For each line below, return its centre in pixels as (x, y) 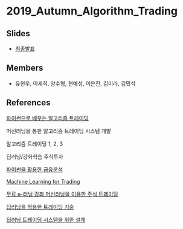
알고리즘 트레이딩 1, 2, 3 (35, 144)
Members (25, 68)
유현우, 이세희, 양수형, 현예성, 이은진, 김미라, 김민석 (75, 83)
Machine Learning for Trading (43, 181)
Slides (18, 34)
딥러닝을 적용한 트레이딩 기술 (40, 207)
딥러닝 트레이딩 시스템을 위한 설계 (46, 219)
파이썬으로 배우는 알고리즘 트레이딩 (47, 118)
